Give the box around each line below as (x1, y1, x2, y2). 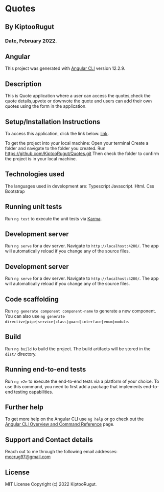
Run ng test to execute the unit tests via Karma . (5, 215, 102, 221)
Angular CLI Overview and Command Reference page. (5, 421, 115, 427)
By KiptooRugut (5, 23, 54, 31)
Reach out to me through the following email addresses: (5, 449, 118, 455)
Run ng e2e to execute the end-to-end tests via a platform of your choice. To (5, 378, 160, 384)
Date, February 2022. (5, 37, 57, 44)
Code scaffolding (5, 295, 59, 303)
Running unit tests (5, 203, 62, 211)
